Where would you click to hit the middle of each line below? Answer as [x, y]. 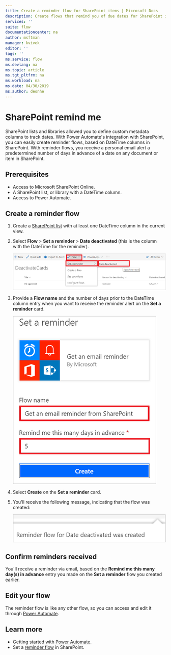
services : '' [19, 21]
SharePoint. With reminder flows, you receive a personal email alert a [78, 147]
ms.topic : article [25, 70]
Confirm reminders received [51, 556]
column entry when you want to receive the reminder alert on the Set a [87, 304]
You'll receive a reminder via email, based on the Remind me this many [80, 569]
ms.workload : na [22, 81]
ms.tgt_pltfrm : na [25, 75]
